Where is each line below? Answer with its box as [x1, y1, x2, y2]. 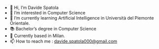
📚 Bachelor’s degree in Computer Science [9, 26, 96, 31]
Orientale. [9, 20, 30, 26]
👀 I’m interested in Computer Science [9, 10, 86, 16]
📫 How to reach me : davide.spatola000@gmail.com [9, 38, 117, 44]
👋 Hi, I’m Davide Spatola [9, 5, 59, 10]
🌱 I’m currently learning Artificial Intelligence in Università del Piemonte [9, 15, 154, 21]
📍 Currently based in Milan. [9, 33, 65, 39]
